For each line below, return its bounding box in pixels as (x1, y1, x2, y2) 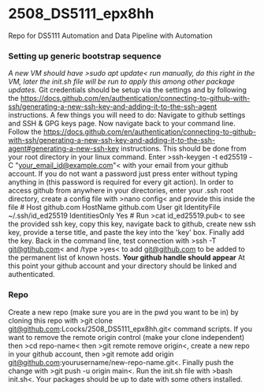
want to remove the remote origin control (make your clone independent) (8, 332, 245, 342)
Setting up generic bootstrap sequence (8, 50, 162, 62)
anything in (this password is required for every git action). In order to (8, 177, 234, 187)
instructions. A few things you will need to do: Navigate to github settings (8, 110, 246, 120)
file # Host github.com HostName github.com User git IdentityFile (8, 203, 221, 212)
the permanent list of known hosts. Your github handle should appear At (8, 253, 246, 263)
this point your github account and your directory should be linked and (8, 261, 237, 271)
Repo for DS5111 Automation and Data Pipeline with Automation (8, 31, 213, 40)
